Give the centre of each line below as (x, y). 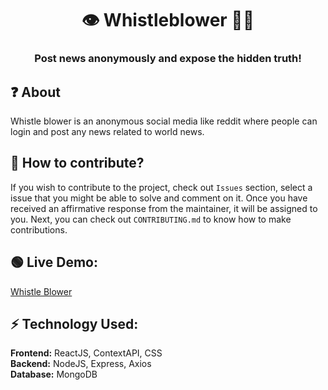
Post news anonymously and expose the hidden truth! (168, 59)
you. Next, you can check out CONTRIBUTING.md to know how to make (151, 219)
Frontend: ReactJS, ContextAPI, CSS (86, 353)
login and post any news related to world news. (107, 131)
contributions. (39, 229)
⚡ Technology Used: (74, 323)
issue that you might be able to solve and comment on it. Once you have (159, 198)
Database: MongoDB (54, 374)
